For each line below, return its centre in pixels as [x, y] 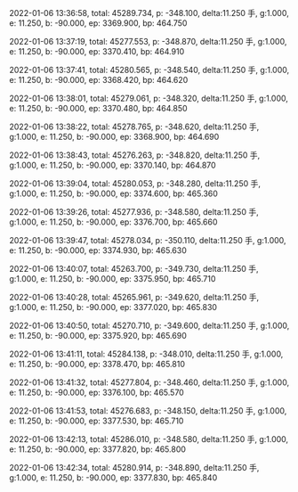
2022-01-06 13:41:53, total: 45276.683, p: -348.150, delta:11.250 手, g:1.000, [148, 411]
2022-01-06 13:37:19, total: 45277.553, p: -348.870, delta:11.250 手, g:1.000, [148, 41]
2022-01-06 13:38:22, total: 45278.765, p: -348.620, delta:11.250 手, [134, 127]
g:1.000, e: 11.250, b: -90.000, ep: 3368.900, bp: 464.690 [114, 137]
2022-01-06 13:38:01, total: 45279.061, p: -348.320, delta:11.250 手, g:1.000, [149, 98]
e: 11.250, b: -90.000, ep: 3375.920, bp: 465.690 [98, 336]
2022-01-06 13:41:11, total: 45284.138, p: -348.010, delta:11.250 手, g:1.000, [146, 354]
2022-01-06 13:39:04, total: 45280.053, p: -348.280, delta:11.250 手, [135, 184]
